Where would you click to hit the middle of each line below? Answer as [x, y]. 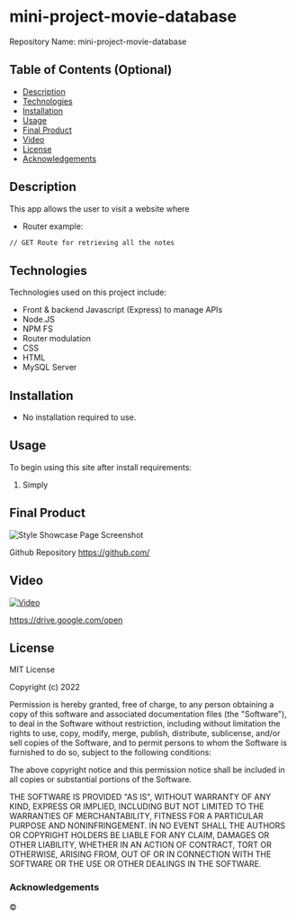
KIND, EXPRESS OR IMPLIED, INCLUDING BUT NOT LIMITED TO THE [137, 806]
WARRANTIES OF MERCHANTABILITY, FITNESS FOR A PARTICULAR [136, 816]
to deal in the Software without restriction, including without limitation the [145, 724]
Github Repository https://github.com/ [80, 552]
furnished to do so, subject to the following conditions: [110, 752]
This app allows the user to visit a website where [100, 208]
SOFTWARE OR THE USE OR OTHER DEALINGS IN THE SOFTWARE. [135, 864]
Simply [35, 485]
